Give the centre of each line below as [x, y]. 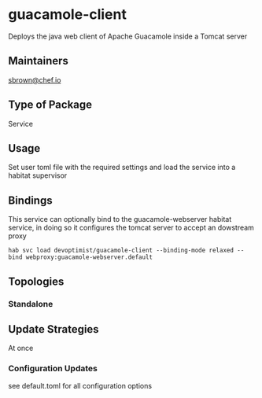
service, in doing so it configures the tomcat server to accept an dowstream [131, 228]
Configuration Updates [53, 369]
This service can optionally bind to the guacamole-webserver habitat [120, 219]
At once [21, 348]
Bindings [30, 200]
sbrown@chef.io [35, 79]
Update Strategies [54, 329]
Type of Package [50, 105]
